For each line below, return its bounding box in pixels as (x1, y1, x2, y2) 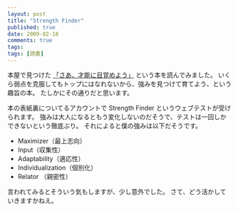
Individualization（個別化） (17, 163, 98, 172)
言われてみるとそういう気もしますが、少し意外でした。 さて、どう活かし (7, 187, 220, 196)
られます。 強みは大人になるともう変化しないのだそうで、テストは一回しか (7, 112, 227, 121)
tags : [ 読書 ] (7, 51, 44, 58)
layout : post (7, 10, 46, 18)
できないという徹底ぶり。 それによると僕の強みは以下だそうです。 (7, 121, 202, 130)
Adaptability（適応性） (17, 154, 85, 163)
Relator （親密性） (17, 172, 73, 180)
